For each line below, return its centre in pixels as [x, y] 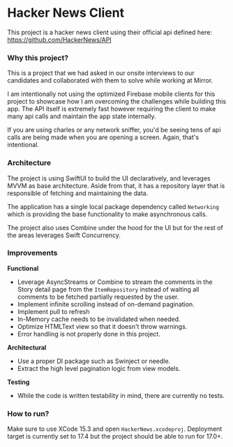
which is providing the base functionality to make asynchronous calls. [107, 214]
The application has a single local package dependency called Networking [113, 206]
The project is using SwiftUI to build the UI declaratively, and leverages [109, 178]
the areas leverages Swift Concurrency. [64, 235]
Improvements [32, 253]
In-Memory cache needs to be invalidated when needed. [99, 319]
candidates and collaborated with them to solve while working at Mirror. [110, 80]
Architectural [27, 347]
